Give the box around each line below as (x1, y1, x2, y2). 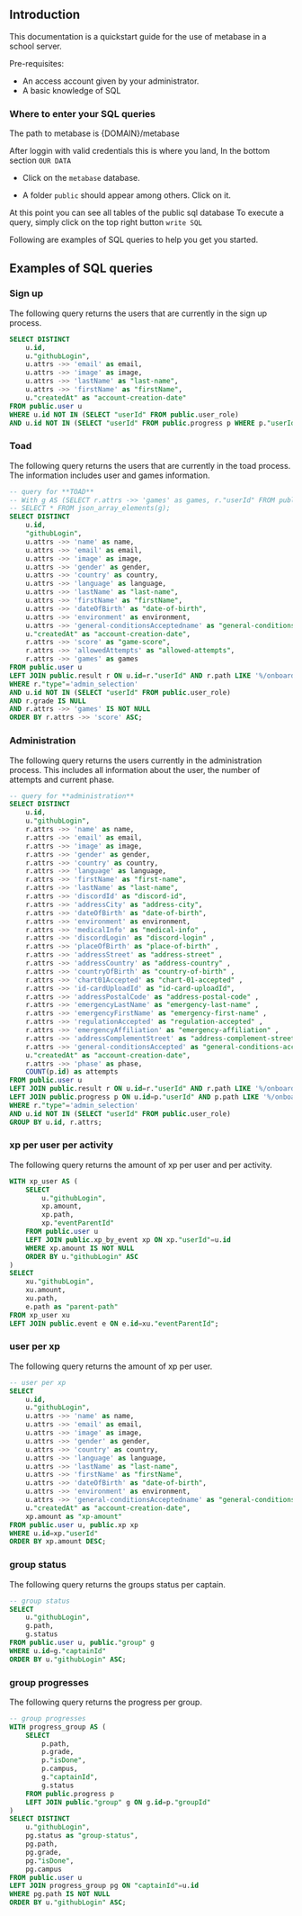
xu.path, (25, 1294, 58, 1303)
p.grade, (41, 1748, 75, 1757)
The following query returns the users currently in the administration (9, 755, 262, 766)
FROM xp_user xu (9, 1310, 70, 1319)
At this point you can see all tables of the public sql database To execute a (9, 207, 285, 219)
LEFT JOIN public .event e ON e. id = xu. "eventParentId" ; (9, 1318, 219, 1328)
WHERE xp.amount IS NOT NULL (25, 1244, 135, 1253)
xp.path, (41, 1210, 75, 1219)
